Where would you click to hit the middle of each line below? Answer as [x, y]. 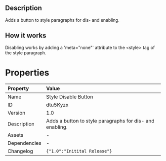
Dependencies [24, 143]
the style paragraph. [26, 53]
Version [17, 113]
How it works [26, 36]
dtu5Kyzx [57, 105]
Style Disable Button [70, 97]
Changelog [21, 151]
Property [18, 88]
